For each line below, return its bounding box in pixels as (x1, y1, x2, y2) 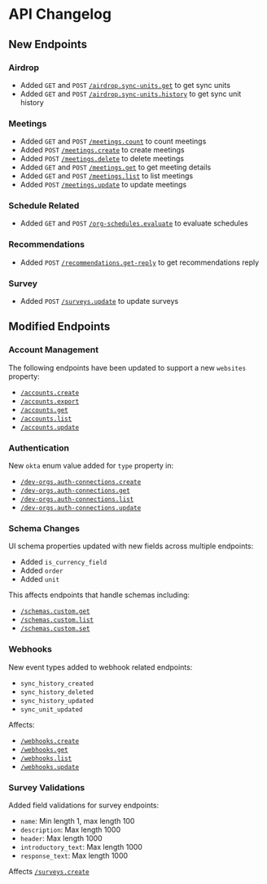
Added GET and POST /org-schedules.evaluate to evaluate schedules (20, 218, 248, 228)
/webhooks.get (20, 745, 68, 754)
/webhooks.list (20, 754, 72, 763)
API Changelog (8, 5, 112, 24)
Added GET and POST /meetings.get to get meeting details (20, 162, 212, 172)
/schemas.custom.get (20, 608, 90, 616)
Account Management (8, 344, 99, 355)
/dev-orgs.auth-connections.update (20, 504, 142, 512)
